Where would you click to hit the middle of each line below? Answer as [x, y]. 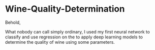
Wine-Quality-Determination [65, 9]
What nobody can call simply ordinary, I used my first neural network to [77, 32]
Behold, [13, 22]
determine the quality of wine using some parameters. [60, 42]
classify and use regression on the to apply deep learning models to [74, 37]
